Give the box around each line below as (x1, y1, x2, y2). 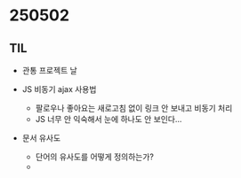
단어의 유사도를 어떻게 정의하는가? (35, 151, 154, 162)
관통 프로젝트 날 (21, 66, 77, 75)
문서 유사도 (21, 133, 61, 143)
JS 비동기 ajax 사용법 (21, 84, 97, 94)
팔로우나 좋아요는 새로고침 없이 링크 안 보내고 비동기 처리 (35, 103, 233, 113)
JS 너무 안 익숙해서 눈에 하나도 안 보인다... (35, 114, 182, 124)
